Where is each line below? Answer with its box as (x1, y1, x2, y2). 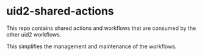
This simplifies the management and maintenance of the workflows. (6, 43, 177, 50)
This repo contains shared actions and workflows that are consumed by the (6, 24, 197, 32)
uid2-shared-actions (6, 4, 114, 18)
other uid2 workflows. (6, 30, 62, 38)
